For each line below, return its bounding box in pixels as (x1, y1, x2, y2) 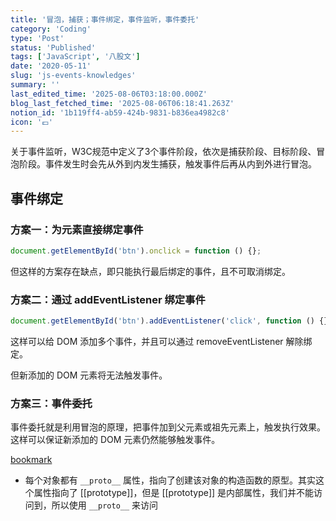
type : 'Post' (10, 33, 65, 43)
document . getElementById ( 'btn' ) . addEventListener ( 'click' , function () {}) (10, 316, 333, 326)
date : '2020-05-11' (10, 61, 92, 71)
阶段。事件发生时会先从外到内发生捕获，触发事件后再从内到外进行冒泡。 (18, 158, 317, 170)
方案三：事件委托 (10, 396, 93, 410)
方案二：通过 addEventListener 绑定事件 (10, 292, 206, 306)
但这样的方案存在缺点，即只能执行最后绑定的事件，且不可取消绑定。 (10, 265, 291, 277)
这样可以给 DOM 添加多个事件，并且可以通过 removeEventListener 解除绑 (10, 335, 313, 347)
